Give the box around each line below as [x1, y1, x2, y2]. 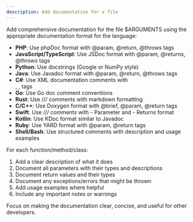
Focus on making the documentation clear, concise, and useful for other [6, 202, 188, 209]
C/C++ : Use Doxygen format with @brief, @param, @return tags [15, 102, 178, 109]
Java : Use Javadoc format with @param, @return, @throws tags [15, 69, 178, 77]
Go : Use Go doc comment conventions [15, 89, 113, 96]
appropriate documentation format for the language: [6, 32, 137, 40]
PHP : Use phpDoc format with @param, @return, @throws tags [15, 44, 175, 51]
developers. [6, 208, 37, 216]
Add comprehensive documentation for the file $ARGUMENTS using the [6, 26, 187, 33]
